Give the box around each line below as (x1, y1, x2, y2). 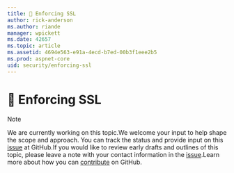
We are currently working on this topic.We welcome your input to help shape (7, 128, 227, 136)
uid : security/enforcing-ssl (7, 62, 92, 69)
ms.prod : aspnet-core (7, 56, 70, 63)
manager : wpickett (7, 29, 61, 37)
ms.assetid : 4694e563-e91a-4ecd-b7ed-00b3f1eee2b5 (7, 49, 157, 56)
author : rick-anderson (7, 17, 73, 24)
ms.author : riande (7, 23, 61, 30)
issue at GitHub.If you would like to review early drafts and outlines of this (7, 143, 219, 151)
